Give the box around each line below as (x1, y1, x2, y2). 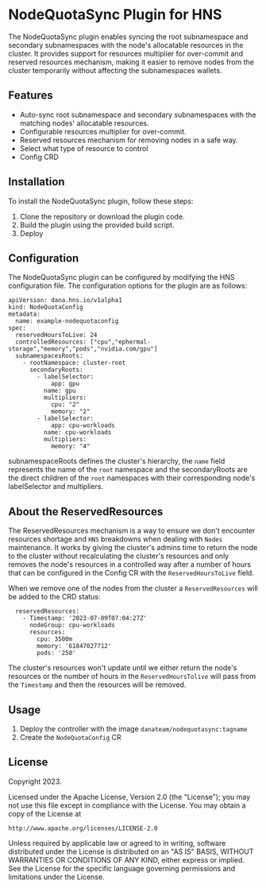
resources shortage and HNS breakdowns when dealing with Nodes (8, 534, 223, 544)
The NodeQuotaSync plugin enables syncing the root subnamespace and (8, 32, 249, 41)
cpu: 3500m (37, 635, 73, 643)
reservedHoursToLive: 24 (15, 332, 98, 339)
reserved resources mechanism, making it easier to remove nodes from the (8, 57, 254, 67)
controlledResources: (15, 338, 87, 347)
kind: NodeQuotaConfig (8, 304, 83, 312)
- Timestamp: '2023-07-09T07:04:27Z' (22, 615, 148, 622)
